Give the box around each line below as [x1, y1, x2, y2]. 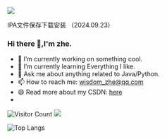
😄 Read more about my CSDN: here [17, 88, 123, 97]
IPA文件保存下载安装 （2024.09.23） [7, 21, 114, 29]
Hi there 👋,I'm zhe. [7, 39, 73, 49]
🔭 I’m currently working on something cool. [17, 55, 143, 64]
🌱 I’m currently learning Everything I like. [17, 62, 135, 71]
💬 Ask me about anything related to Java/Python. [17, 70, 160, 78]
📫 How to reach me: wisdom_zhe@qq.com [17, 78, 144, 86]
